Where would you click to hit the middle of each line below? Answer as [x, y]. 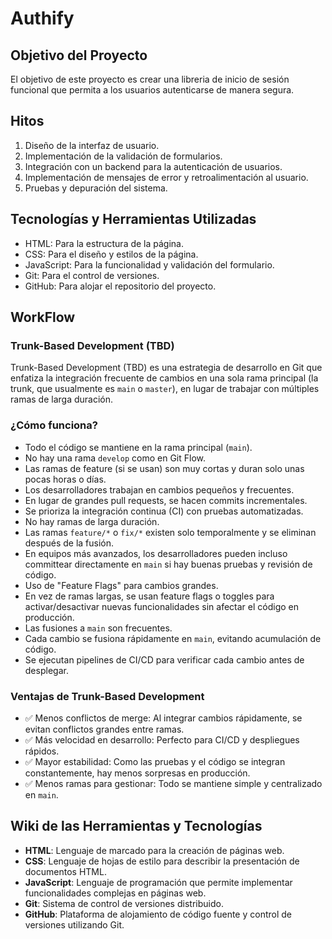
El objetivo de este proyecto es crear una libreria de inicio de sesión [150, 79]
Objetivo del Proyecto [79, 55]
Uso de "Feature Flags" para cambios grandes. [121, 585]
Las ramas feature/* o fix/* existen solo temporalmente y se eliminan [170, 532]
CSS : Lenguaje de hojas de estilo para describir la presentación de [162, 861]
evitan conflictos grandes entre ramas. [104, 729]
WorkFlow [43, 317]
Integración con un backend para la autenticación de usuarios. [153, 166]
